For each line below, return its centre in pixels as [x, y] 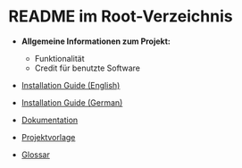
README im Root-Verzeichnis [121, 17]
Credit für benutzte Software [87, 68]
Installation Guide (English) [71, 85]
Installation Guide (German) [72, 102]
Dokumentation [50, 120]
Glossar [35, 155]
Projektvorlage [48, 137]
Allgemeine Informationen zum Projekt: [96, 41]
